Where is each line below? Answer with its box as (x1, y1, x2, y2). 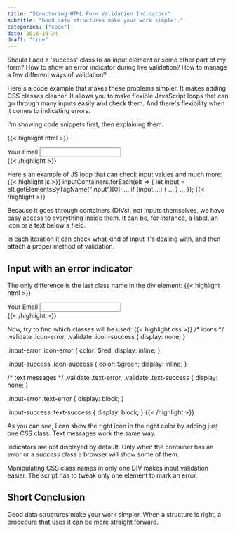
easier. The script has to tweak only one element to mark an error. (7, 471, 198, 480)
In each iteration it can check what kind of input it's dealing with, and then (7, 235, 221, 243)
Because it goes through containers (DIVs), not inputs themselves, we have (7, 206, 224, 215)
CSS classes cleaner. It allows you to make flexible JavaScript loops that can (7, 92, 229, 100)
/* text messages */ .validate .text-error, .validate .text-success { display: (7, 373, 218, 381)
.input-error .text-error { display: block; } (7, 394, 124, 402)
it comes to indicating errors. (7, 107, 90, 115)
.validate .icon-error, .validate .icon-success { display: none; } (7, 332, 186, 341)
